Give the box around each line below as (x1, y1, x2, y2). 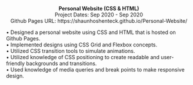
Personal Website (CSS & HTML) (58, 5, 139, 12)
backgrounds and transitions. (26, 60, 97, 67)
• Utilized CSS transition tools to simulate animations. (6, 47, 135, 55)
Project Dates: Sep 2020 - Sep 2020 (55, 11, 143, 18)
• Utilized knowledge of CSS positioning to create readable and (6, 54, 160, 60)
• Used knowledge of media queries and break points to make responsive (6, 66, 185, 73)
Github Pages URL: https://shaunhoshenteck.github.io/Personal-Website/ (10, 18, 188, 24)
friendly (6, 60, 25, 67)
